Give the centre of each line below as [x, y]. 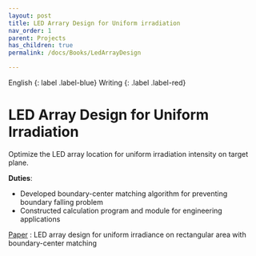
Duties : [20, 178]
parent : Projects [37, 38]
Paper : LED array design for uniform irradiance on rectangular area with [127, 234]
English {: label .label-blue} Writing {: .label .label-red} [97, 82]
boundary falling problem [62, 202]
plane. [19, 162]
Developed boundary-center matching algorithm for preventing [124, 194]
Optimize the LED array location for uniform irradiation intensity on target [128, 154]
